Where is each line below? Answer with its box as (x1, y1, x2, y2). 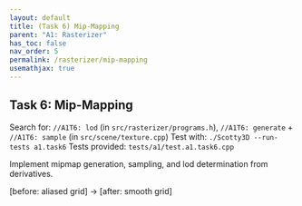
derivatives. (9, 168, 54, 179)
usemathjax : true (9, 64, 75, 74)
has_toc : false (9, 38, 67, 48)
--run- (253, 132, 278, 142)
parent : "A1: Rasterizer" (9, 30, 107, 39)
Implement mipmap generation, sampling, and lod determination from (9, 158, 268, 169)
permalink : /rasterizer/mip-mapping (9, 55, 148, 64)
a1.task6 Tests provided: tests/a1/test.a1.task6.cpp (33, 141, 234, 152)
